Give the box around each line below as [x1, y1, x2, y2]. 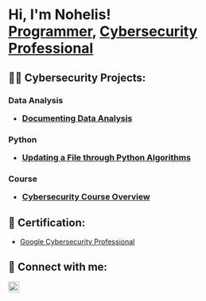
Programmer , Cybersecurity [8, 22, 198, 41]
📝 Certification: [8, 216, 86, 230]
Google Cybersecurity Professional [19, 237, 135, 247]
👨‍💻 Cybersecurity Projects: [8, 71, 146, 84]
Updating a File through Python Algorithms [21, 152, 191, 164]
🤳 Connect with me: [8, 260, 107, 273]
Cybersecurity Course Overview [21, 191, 150, 203]
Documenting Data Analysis [21, 113, 133, 124]
